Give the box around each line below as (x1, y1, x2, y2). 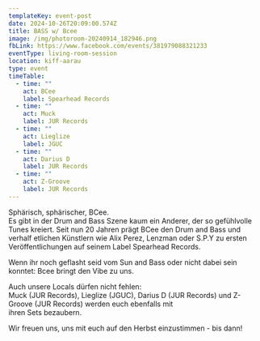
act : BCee (23, 87, 57, 96)
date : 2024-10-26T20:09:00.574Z (8, 19, 117, 28)
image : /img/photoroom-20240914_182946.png (8, 34, 157, 43)
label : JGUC (23, 139, 63, 148)
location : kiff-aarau (8, 58, 82, 66)
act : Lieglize (23, 132, 70, 140)
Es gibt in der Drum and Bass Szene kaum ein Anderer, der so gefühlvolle (8, 215, 253, 225)
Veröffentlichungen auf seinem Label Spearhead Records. (8, 241, 201, 251)
